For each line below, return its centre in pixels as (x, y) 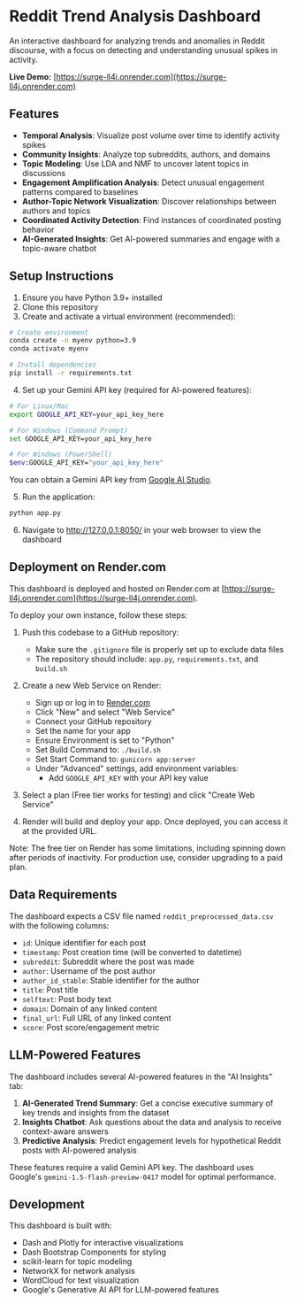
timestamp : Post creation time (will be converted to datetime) (132, 952)
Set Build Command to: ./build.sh (98, 749)
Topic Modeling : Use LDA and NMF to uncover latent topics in (135, 163)
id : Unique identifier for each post (84, 942)
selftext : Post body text (67, 999)
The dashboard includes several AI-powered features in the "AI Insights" (141, 1076)
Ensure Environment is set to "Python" (105, 740)
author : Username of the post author (89, 970)
